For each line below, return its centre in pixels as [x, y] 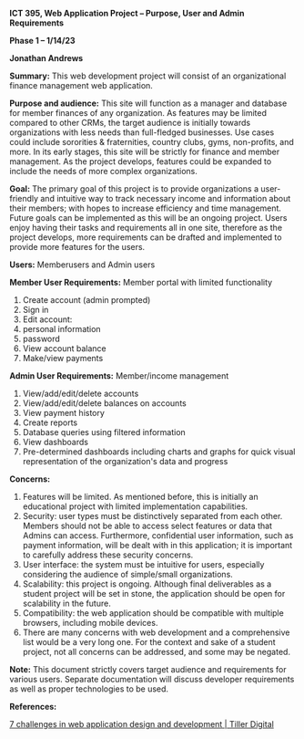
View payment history [63, 413]
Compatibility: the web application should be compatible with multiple [153, 613]
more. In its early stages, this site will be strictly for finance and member [145, 151]
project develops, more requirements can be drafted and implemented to [146, 237]
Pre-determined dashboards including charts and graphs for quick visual [159, 452]
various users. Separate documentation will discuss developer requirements [152, 679]
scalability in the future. [66, 603]
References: [33, 707]
